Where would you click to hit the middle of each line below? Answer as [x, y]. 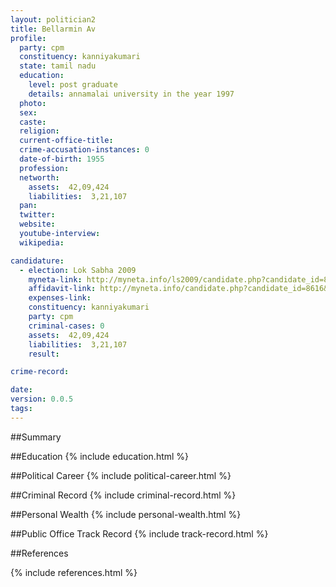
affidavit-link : [62, 289]
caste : [33, 122]
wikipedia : [42, 242]
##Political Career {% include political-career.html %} [121, 475]
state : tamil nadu [58, 66]
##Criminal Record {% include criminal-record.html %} [123, 495]
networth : [39, 177]
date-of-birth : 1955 [62, 159]
